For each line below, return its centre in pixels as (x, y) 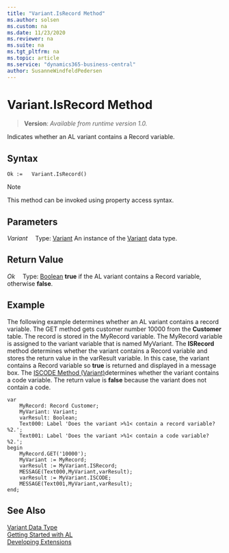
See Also (26, 511)
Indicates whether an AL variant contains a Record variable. (91, 137)
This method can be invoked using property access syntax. (91, 200)
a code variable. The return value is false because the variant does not (107, 380)
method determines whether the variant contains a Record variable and (107, 351)
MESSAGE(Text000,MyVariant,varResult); (76, 471)
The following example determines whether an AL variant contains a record (113, 321)
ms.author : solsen (33, 20)
